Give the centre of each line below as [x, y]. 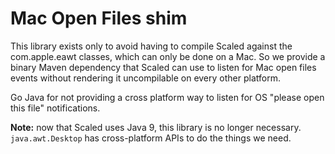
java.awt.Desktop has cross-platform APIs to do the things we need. [151, 138]
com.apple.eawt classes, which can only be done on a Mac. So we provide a [168, 56]
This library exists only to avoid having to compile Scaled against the [151, 46]
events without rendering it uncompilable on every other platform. [145, 78]
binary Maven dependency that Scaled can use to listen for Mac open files [163, 67]
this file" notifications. [55, 108]
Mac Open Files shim [99, 18]
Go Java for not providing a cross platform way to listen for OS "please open [167, 97]
